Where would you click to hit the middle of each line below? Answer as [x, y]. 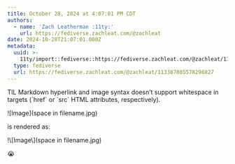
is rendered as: [29, 126]
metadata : [22, 46]
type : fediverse [37, 66]
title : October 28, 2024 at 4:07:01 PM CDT [72, 14]
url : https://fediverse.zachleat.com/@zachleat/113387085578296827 [114, 72]
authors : [20, 20]
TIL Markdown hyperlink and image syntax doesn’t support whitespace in [113, 92]
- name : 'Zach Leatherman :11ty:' [64, 27]
